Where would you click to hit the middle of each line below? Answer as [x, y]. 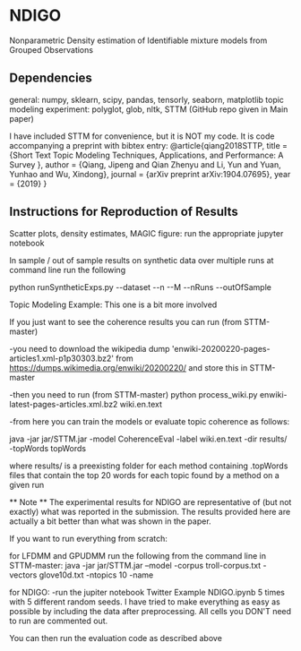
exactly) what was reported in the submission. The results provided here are [150, 511]
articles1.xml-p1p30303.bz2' [62, 358]
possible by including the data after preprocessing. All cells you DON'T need [150, 611]
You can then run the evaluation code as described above [116, 638]
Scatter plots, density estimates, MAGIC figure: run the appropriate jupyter [146, 233]
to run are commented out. [59, 621]
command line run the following [68, 270]
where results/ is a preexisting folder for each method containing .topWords [149, 466]
